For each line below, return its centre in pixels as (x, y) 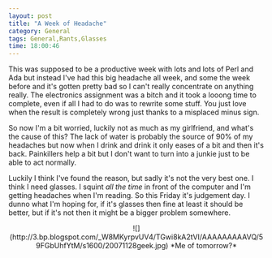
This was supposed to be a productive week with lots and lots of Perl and (131, 69)
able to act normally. (43, 162)
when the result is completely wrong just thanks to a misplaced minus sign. (134, 112)
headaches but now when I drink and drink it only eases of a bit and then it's (136, 145)
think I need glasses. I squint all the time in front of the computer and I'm (130, 187)
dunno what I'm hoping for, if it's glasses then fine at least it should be (126, 204)
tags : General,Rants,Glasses (58, 39)
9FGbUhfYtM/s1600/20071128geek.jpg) (102, 246)
